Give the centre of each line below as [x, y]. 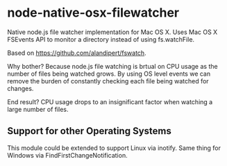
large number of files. [38, 109]
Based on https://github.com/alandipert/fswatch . [77, 53]
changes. [20, 88]
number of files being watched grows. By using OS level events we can [109, 74]
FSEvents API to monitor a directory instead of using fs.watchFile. [101, 39]
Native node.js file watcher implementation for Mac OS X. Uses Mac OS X [112, 32]
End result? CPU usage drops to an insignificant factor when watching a [110, 101]
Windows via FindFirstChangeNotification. [67, 155]
